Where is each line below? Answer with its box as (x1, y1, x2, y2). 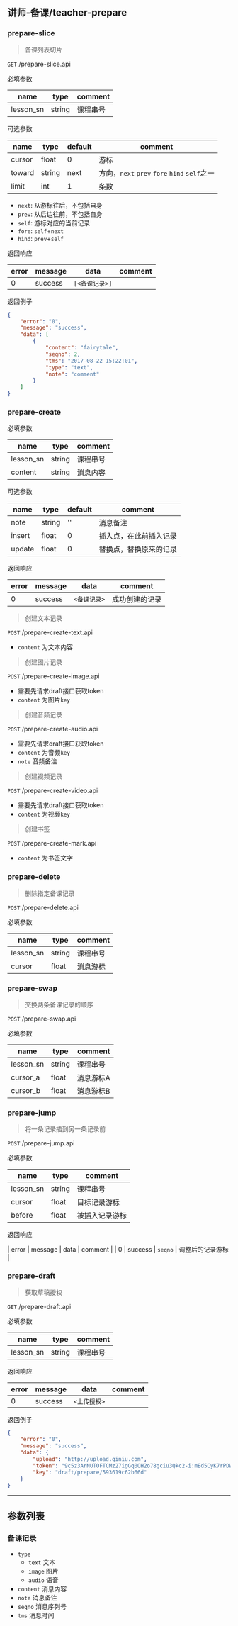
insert (11, 531, 30, 541)
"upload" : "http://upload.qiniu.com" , (33, 1456, 147, 1463)
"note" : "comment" (45, 371, 100, 378)
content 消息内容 (17, 1585, 67, 1593)
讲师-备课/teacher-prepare (7, 6, 127, 19)
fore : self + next (17, 226, 64, 235)
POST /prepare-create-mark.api (7, 839, 97, 848)
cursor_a (11, 1072, 40, 1082)
